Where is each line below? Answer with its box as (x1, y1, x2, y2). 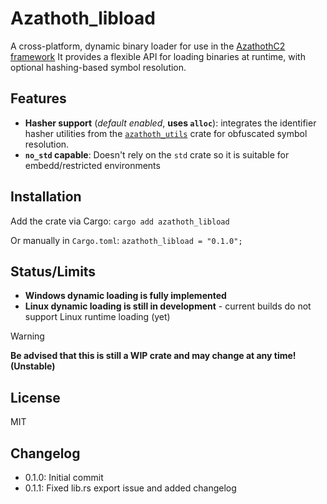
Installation (10, 188, 82, 206)
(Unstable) (10, 360, 56, 372)
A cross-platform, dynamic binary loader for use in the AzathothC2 (10, 40, 286, 52)
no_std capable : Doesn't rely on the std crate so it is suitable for (24, 148, 290, 161)
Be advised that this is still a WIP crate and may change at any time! (10, 350, 297, 362)
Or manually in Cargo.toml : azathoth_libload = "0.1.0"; (10, 234, 243, 246)
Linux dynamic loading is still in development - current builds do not (24, 300, 312, 312)
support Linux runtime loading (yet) (24, 311, 171, 323)
